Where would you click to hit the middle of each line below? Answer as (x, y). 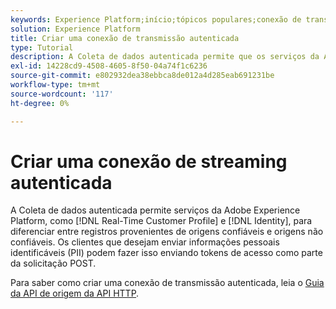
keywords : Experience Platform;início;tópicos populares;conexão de (156, 19)
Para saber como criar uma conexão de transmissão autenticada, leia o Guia (167, 283)
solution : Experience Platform (75, 29)
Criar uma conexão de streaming (149, 161)
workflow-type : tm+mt (55, 85)
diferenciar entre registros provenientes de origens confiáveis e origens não (167, 232)
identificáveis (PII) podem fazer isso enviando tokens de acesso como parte (166, 253)
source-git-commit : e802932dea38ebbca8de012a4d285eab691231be (142, 76)
